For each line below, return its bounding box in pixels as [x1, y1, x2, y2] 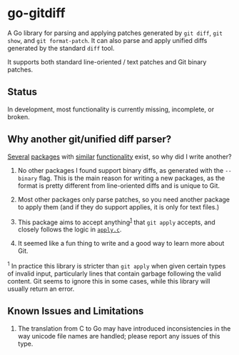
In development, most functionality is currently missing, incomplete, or [7, 105, 215, 114]
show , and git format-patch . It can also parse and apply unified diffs [7, 36, 208, 44]
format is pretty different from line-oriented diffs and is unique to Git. [17, 181, 220, 190]
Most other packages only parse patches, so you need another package [17, 195, 230, 204]
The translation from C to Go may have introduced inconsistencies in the [17, 324, 231, 333]
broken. [7, 112, 30, 121]
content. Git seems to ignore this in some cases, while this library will [7, 276, 210, 285]
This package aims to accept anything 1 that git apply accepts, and [17, 216, 215, 226]
